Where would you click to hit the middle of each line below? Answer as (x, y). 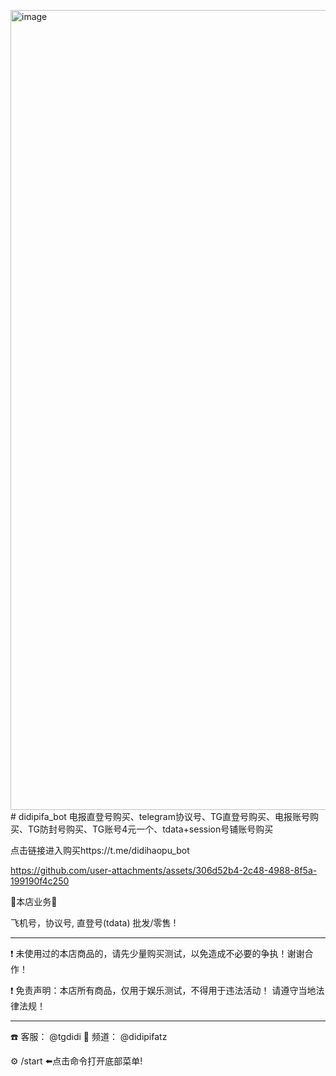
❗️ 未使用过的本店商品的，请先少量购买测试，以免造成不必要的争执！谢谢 (157, 953)
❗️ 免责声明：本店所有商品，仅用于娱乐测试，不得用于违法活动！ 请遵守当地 (163, 990)
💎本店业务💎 (34, 901)
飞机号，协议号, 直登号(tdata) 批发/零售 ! (93, 923)
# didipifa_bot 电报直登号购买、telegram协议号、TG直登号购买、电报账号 (160, 816)
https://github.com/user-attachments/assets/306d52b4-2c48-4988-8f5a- (164, 870)
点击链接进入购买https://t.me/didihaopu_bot (100, 850)
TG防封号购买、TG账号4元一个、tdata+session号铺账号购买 (150, 829)
